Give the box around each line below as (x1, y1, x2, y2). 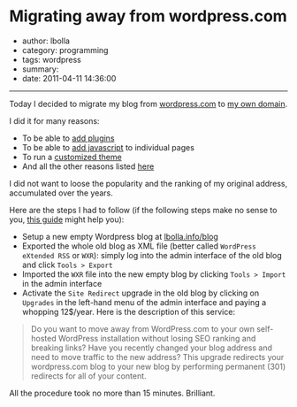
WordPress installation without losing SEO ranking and (57, 333, 256, 343)
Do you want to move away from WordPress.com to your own (30, 323, 255, 334)
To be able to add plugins (21, 133, 115, 143)
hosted (30, 333, 57, 343)
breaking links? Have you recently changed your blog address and (30, 342, 272, 353)
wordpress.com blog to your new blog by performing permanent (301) (30, 361, 286, 372)
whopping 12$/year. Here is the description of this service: (21, 306, 236, 317)
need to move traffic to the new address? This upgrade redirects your (30, 351, 285, 362)
